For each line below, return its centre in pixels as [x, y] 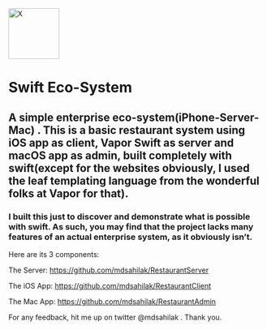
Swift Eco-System [70, 88]
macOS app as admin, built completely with [121, 155]
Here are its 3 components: [54, 254]
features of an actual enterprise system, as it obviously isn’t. [131, 237]
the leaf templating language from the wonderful [134, 180]
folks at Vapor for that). [69, 193]
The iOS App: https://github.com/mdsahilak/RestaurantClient [110, 285]
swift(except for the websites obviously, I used [129, 168]
